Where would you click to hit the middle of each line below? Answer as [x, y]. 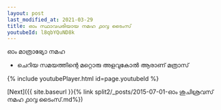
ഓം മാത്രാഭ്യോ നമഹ [36, 52]
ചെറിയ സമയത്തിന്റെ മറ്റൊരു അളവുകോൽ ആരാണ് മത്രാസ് [103, 65]
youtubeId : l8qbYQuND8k [41, 32]
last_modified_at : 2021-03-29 [50, 20]
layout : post [26, 13]
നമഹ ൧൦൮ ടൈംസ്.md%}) [45, 100]
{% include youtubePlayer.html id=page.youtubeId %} [83, 79]
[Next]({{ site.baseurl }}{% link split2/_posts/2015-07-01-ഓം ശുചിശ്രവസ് [110, 92]
